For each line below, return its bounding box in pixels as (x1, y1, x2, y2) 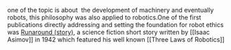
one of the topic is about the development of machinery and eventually (7, 6, 214, 14)
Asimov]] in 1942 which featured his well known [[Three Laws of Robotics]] (7, 35, 225, 44)
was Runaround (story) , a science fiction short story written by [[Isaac (7, 28, 211, 36)
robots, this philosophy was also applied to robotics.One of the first (7, 13, 202, 22)
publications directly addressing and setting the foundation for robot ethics (7, 21, 224, 28)
